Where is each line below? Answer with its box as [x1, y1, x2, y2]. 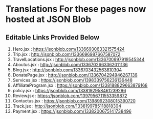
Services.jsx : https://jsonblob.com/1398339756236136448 [12, 77, 133, 83]
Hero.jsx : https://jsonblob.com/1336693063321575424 [12, 46, 125, 52]
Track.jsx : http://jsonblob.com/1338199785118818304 [12, 103, 122, 109]
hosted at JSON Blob [5, 14, 91, 25]
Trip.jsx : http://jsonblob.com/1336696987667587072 [12, 51, 121, 57]
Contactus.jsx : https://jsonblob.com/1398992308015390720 [12, 98, 136, 103]
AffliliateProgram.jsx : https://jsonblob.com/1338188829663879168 [12, 82, 148, 88]
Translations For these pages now [5, 3, 146, 15]
